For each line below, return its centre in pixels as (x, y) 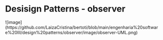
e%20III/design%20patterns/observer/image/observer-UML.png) (71, 32)
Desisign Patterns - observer (65, 9)
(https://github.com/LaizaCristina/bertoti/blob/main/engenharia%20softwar (82, 27)
